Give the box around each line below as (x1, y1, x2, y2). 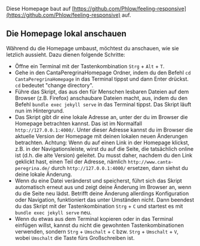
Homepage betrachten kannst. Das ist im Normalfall (14, 120, 142, 127)
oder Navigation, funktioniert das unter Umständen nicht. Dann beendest (14, 196, 194, 203)
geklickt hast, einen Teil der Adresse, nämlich (14, 158, 127, 165)
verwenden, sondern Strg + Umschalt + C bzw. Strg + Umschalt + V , (14, 227, 179, 235)
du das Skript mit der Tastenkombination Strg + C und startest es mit (14, 202, 183, 209)
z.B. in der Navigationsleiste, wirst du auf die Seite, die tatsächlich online (14, 145, 194, 152)
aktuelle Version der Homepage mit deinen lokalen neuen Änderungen (14, 132, 188, 139)
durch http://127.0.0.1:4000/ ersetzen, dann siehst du (51, 164, 188, 171)
